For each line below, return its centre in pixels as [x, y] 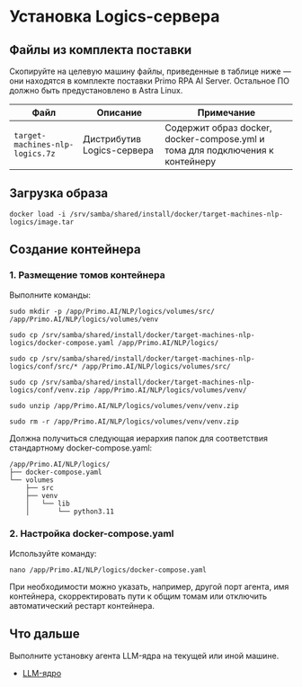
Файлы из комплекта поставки [101, 50]
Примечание [226, 112]
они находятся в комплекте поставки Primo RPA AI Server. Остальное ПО [150, 81]
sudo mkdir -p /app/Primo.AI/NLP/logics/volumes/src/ [112, 311]
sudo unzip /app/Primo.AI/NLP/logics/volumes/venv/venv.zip [124, 406]
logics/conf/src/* [44, 366]
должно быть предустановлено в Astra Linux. [96, 90]
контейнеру [191, 161]
